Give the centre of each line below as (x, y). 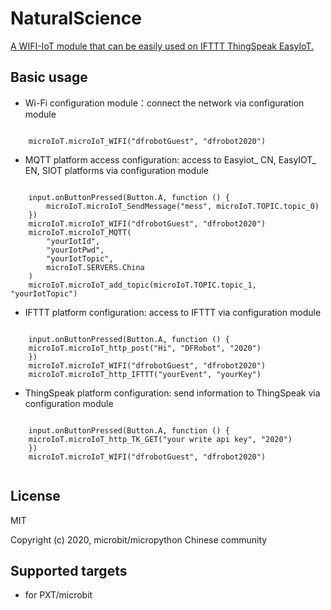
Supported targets (69, 570)
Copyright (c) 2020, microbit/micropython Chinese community (139, 539)
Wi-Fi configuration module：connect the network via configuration (164, 103)
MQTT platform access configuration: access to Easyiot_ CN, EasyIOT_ (170, 159)
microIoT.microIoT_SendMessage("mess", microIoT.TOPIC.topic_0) (183, 206)
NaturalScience (76, 18)
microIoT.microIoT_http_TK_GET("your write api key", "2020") (160, 439)
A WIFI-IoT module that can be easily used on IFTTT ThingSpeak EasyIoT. (162, 46)
